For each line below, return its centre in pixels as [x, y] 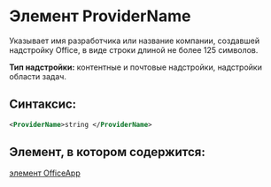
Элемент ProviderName [100, 16]
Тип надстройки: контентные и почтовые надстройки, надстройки [136, 67]
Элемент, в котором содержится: [107, 152]
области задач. [38, 76]
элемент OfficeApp [45, 173]
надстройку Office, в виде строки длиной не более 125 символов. [134, 49]
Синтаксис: [43, 105]
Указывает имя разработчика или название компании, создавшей [134, 41]
